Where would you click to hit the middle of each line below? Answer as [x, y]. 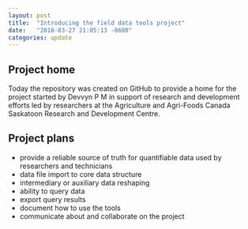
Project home [42, 69]
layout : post [30, 15]
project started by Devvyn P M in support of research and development [124, 97]
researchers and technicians [66, 166]
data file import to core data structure [81, 174]
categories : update [40, 38]
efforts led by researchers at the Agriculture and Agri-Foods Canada [119, 105]
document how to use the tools [70, 208]
